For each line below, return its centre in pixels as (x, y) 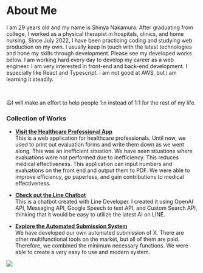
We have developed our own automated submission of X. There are (99, 233)
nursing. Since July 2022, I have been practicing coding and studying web (99, 40)
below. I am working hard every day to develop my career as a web (90, 60)
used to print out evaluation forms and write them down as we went (99, 145)
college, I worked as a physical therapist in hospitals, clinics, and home (95, 33)
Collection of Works (36, 118)
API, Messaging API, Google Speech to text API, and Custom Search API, (106, 208)
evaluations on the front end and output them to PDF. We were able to (102, 170)
